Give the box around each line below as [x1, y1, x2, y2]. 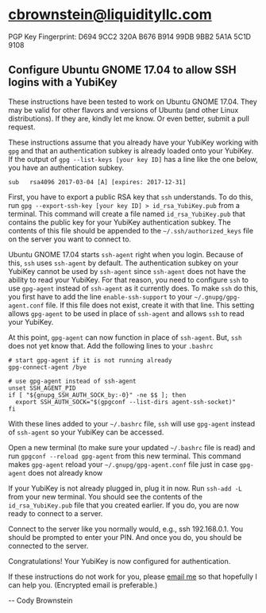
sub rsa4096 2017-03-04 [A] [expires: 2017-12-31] [8, 178, 187, 186]
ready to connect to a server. [8, 508, 103, 518]
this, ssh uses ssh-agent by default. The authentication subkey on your [8, 258, 239, 268]
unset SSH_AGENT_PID [8, 384, 77, 392]
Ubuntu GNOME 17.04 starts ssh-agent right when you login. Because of [8, 249, 244, 259]
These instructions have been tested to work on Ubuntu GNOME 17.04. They [8, 97, 258, 106]
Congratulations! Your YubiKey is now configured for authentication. [8, 556, 231, 565]
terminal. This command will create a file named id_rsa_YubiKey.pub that [8, 209, 246, 218]
